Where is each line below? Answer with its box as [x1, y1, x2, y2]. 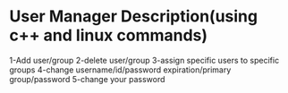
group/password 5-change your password [9, 73, 165, 84]
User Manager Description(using [9, 6, 258, 27]
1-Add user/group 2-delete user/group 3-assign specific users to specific [9, 55, 280, 65]
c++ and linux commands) [9, 25, 208, 46]
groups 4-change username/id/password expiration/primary [9, 64, 232, 75]
